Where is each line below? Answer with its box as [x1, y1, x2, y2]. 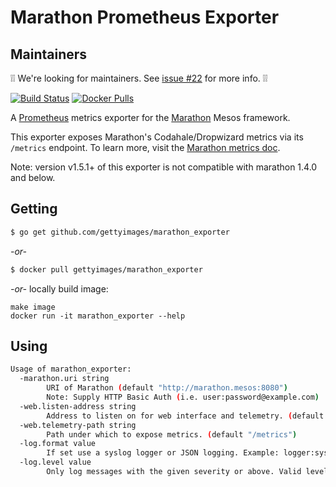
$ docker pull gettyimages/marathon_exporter [10, 264, 203, 275]
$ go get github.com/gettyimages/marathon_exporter [10, 227, 230, 237]
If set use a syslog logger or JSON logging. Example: [46, 448, 280, 458]
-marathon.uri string [19, 374, 110, 384]
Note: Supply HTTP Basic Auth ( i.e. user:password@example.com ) [46, 392, 320, 402]
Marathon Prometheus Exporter [10, 6, 280, 29]
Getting [10, 201, 58, 218]
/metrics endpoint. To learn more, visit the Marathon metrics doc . [10, 142, 281, 153]
